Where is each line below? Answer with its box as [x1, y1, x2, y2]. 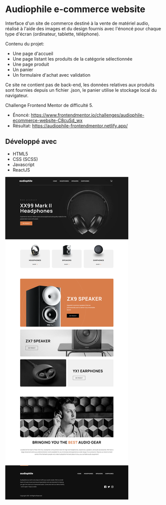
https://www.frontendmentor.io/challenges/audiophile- [31, 112, 145, 118]
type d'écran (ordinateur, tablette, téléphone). [5, 31, 100, 37]
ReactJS [12, 166, 30, 173]
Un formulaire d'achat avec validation [12, 72, 91, 78]
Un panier [12, 67, 34, 73]
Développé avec [5, 137, 57, 146]
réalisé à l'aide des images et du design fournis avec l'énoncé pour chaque [5, 25, 161, 31]
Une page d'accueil [12, 50, 53, 57]
